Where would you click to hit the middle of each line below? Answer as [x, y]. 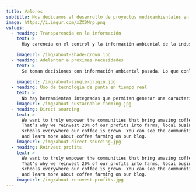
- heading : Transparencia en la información [66, 33]
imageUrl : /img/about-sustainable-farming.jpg [74, 104]
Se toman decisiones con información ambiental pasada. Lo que [100, 71]
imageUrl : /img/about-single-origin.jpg [66, 82]
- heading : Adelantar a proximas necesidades [68, 60]
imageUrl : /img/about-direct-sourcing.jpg [69, 142]
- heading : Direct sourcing [45, 109]
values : [15, 28]
